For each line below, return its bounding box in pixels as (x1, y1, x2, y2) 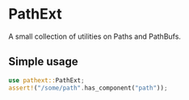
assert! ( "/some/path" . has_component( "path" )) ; (8, 84, 168, 92)
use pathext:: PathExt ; (8, 76, 85, 85)
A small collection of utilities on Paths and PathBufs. (8, 31, 182, 41)
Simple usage (8, 55, 78, 69)
